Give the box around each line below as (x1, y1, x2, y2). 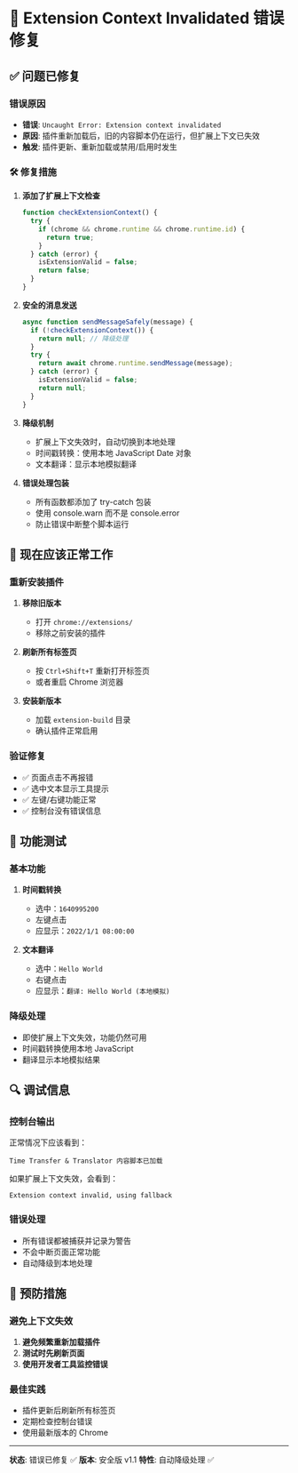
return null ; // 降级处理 (38, 334, 129, 343)
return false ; (38, 266, 90, 276)
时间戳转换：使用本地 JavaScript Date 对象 (35, 447, 192, 458)
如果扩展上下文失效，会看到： (9, 1173, 118, 1184)
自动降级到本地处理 (21, 1257, 93, 1268)
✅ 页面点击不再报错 (21, 772, 94, 782)
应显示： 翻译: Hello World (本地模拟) (35, 986, 170, 997)
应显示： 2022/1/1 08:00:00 (35, 925, 135, 936)
